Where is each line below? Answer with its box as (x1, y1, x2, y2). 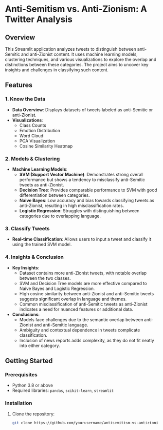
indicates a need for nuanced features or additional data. (19, 306, 133, 312)
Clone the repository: (12, 411, 55, 417)
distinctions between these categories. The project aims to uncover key (5, 62, 149, 67)
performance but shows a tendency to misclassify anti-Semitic (19, 177, 145, 183)
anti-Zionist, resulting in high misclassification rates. (19, 203, 124, 208)
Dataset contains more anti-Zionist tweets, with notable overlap (19, 270, 147, 276)
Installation (5, 400, 33, 407)
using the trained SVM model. (12, 242, 72, 247)
